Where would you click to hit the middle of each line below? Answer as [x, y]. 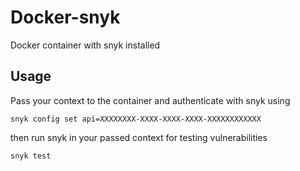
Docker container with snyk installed [85, 45]
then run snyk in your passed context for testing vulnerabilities [139, 137]
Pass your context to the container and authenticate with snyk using [150, 100]
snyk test [31, 156]
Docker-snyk [65, 17]
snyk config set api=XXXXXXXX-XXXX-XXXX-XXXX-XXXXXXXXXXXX [136, 119]
